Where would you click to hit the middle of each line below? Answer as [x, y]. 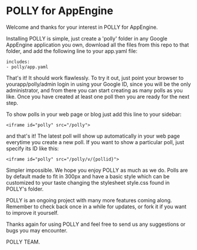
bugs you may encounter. [37, 230]
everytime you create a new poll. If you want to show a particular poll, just [95, 142]
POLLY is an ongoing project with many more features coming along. [89, 200]
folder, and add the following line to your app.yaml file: [72, 51]
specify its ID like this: [33, 148]
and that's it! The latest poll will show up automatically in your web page [93, 136]
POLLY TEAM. [23, 242]
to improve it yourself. [32, 212]
